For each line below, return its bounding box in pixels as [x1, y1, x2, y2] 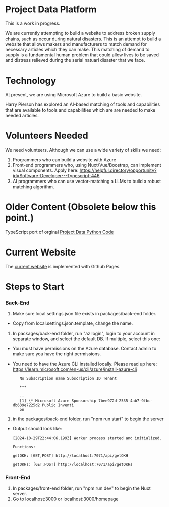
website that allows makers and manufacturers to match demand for [5, 41, 147, 47]
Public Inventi [42, 403, 74, 408]
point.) [5, 212, 34, 224]
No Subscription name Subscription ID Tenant [19, 376, 117, 381]
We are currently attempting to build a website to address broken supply [5, 30, 155, 36]
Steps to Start [5, 281, 64, 293]
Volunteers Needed [5, 130, 88, 141]
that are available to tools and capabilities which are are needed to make [5, 106, 156, 113]
